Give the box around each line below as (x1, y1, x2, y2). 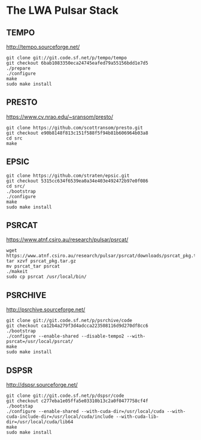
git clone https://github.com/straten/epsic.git (6, 172, 130, 178)
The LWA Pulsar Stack (6, 4, 118, 17)
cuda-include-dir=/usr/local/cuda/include (6, 414, 114, 420)
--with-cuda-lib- (115, 414, 160, 420)
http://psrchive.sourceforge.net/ (6, 306, 86, 313)
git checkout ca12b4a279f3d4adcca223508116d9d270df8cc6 (6, 323, 148, 329)
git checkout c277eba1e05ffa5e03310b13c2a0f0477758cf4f (6, 398, 148, 404)
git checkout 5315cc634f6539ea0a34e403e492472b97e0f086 (6, 178, 148, 184)
